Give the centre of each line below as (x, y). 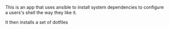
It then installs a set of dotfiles (37, 22)
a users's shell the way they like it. (41, 12)
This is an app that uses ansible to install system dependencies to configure (84, 7)
